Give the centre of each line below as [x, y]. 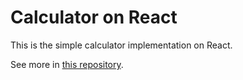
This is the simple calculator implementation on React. [121, 45]
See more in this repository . [67, 64]
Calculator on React [94, 17]
